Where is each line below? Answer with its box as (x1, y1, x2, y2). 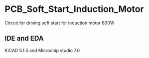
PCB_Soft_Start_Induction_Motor (4, 3, 144, 15)
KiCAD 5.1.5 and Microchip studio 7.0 (4, 47, 80, 53)
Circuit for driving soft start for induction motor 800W (4, 20, 115, 26)
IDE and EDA (4, 34, 44, 43)
